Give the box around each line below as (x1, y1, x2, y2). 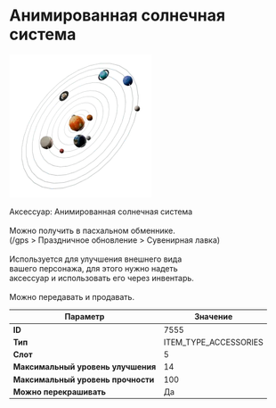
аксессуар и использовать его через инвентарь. (9, 272, 194, 283)
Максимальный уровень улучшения (12, 362, 157, 372)
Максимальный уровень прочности (12, 374, 155, 385)
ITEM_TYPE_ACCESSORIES (163, 337, 264, 347)
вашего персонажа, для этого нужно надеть (9, 262, 178, 273)
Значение (194, 312, 233, 322)
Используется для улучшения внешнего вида (9, 254, 183, 264)
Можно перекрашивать (12, 386, 107, 397)
